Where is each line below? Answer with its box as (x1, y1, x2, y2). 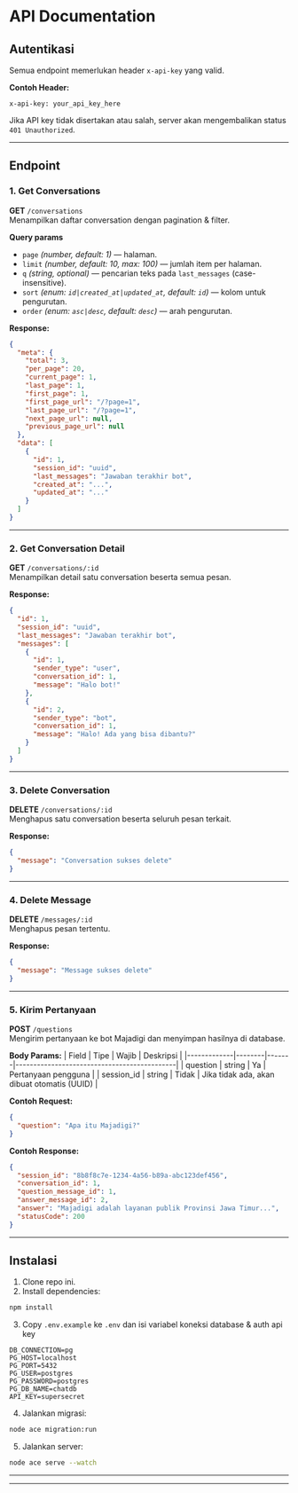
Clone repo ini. (21, 1277, 76, 1287)
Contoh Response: (9, 1145, 80, 1156)
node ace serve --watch (9, 1458, 98, 1467)
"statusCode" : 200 (17, 1212, 86, 1221)
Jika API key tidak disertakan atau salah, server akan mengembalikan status (9, 115, 286, 125)
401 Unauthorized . (9, 124, 75, 135)
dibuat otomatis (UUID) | (9, 1079, 98, 1088)
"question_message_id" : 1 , (17, 1187, 117, 1197)
